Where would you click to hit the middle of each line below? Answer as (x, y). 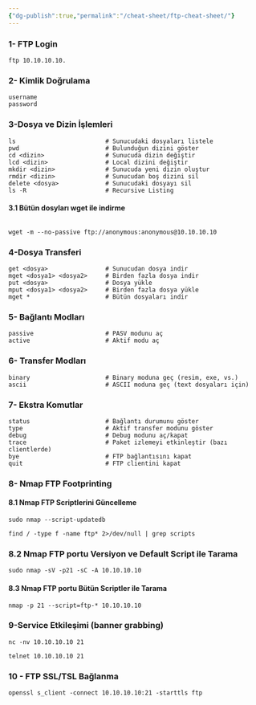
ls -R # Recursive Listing (91, 190)
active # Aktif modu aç (84, 341)
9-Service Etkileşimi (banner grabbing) (86, 626)
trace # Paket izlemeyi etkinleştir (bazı (118, 442)
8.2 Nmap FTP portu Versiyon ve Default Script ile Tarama (123, 553)
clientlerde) (30, 449)
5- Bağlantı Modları (47, 316)
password (23, 104)
